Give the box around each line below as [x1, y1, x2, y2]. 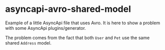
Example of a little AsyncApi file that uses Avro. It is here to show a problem [5, 20, 161, 26]
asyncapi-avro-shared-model [5, 3, 131, 15]
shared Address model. [5, 40, 52, 46]
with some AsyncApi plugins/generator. [5, 25, 86, 31]
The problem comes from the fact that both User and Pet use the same [5, 35, 150, 41]
